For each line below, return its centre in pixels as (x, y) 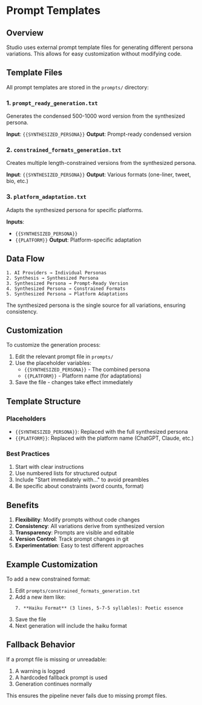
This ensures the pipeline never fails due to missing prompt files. (87, 695)
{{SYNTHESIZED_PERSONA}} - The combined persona (87, 370)
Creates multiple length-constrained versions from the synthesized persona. (101, 163)
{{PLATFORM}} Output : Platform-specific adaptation (78, 240)
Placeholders (26, 419)
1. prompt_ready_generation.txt (52, 103)
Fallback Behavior (41, 645)
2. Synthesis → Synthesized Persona (52, 278)
